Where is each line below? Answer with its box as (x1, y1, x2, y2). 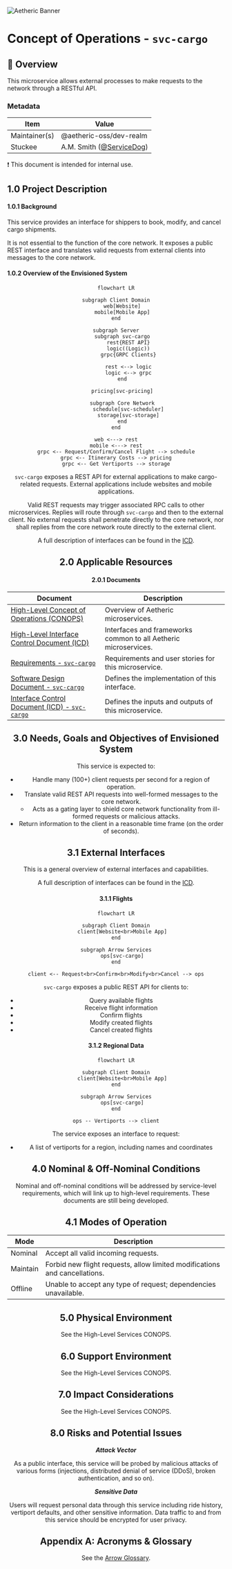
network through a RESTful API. (7, 84, 97, 92)
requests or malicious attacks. (94, 812, 181, 821)
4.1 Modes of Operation (65, 1216, 167, 1228)
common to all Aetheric (104, 633, 180, 643)
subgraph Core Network (89, 400, 155, 407)
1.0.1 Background (7, 202, 57, 211)
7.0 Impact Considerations (58, 1389, 174, 1401)
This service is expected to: (77, 762, 155, 770)
